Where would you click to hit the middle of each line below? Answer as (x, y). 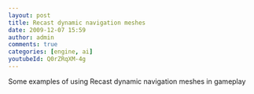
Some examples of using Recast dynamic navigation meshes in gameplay (127, 81)
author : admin (31, 37)
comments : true (33, 45)
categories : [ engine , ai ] (50, 52)
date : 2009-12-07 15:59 (47, 30)
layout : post (29, 15)
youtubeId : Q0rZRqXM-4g (47, 60)
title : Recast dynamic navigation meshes (77, 23)
